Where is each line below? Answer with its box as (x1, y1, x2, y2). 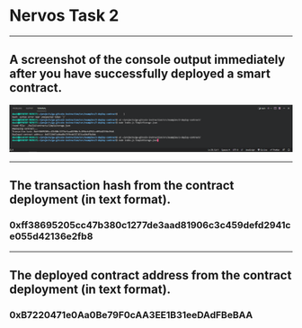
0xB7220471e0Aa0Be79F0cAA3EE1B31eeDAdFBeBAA (9, 308, 253, 321)
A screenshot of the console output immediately (9, 52, 286, 67)
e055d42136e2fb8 (9, 230, 93, 243)
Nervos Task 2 (9, 5, 120, 26)
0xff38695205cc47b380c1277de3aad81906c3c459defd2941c (9, 219, 291, 232)
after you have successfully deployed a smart (9, 66, 271, 82)
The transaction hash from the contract (9, 178, 235, 193)
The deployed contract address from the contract (9, 267, 292, 283)
